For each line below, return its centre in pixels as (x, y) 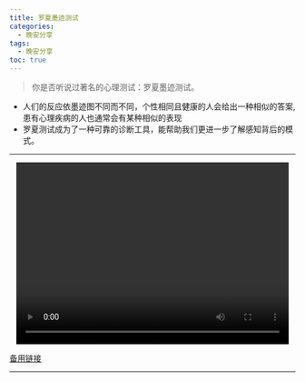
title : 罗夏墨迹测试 (44, 18)
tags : (20, 43)
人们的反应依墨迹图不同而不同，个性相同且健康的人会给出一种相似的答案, (159, 106)
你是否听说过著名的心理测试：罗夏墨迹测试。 (115, 87)
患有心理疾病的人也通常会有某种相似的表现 (102, 118)
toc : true (28, 60)
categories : (32, 26)
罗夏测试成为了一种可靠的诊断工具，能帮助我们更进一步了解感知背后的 (154, 129)
